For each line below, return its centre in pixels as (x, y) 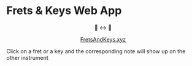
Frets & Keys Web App (64, 11)
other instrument (28, 57)
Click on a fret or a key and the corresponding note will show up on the (96, 51)
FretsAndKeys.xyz (103, 39)
